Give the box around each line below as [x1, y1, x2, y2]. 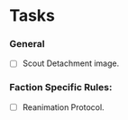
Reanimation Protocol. [22, 101, 105, 113]
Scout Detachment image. [22, 58, 120, 69]
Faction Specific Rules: [9, 81, 113, 94]
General [9, 38, 45, 51]
